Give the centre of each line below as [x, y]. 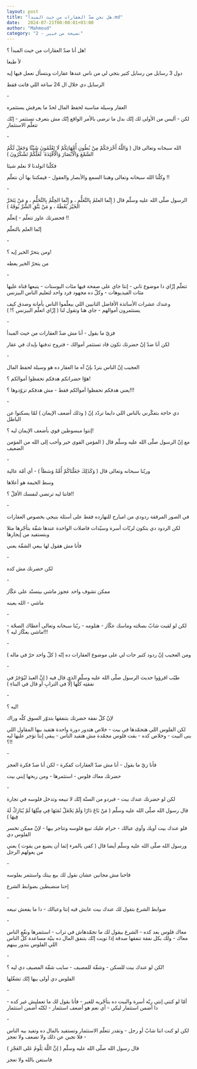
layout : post [23, 11]
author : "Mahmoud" [29, 28]
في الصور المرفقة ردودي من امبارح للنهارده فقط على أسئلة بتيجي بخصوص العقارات [98, 517]
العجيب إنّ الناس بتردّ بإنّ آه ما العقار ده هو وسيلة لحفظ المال [73, 367]
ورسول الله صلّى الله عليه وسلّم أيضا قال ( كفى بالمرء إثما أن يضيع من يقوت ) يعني [97, 846]
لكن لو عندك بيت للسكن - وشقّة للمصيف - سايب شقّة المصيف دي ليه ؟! [85, 967]
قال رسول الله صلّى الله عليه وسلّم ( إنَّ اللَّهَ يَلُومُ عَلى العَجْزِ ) [73, 1048]
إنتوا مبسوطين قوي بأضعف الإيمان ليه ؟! [50, 431]
